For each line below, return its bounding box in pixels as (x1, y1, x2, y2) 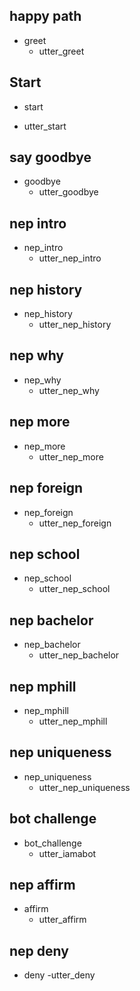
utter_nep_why (38, 384, 100, 396)
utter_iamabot (38, 847, 97, 859)
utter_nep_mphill (38, 715, 108, 727)
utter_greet (38, 45, 85, 57)
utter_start (23, 120, 67, 132)
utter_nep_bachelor (38, 649, 120, 661)
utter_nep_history (38, 319, 112, 331)
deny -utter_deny (23, 969, 96, 981)
